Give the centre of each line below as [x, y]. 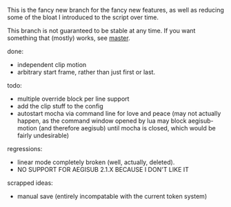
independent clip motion [52, 65]
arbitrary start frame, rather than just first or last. [86, 72]
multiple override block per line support [73, 99]
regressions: [25, 149]
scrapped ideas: [30, 183]
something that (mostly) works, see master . [69, 38]
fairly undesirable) [43, 135]
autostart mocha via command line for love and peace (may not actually [119, 114]
